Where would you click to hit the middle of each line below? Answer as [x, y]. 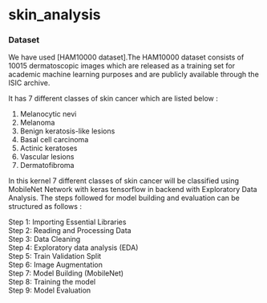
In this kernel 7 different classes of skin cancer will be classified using [123, 181]
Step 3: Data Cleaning [44, 240]
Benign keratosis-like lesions [67, 131]
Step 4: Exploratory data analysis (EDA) [73, 248]
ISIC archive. [29, 83]
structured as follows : [45, 207]
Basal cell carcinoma [54, 140]
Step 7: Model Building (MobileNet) [66, 273]
